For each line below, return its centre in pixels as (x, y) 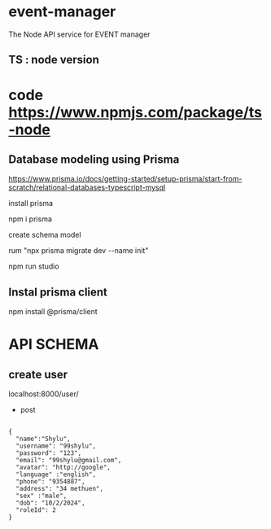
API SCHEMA (54, 345)
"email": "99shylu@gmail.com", (69, 461)
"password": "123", (49, 453)
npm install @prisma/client (53, 312)
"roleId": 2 (36, 510)
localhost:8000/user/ (44, 394)
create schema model (45, 235)
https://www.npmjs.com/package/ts (135, 112)
